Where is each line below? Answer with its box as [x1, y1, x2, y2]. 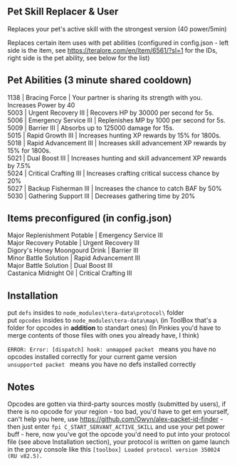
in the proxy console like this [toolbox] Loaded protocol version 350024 [7, 445, 221, 454]
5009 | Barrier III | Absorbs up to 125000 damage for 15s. [7, 123, 174, 132]
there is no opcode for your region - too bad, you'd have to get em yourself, [7, 408, 229, 416]
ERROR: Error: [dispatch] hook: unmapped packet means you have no [7, 345, 216, 353]
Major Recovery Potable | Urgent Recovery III [7, 239, 140, 247]
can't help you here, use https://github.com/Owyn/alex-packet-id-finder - [7, 415, 223, 423]
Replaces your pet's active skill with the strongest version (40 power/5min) [7, 24, 227, 33]
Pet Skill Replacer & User [7, 6, 119, 18]
